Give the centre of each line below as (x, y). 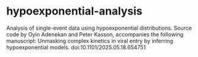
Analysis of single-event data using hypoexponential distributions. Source (99, 28)
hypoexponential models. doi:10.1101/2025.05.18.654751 (76, 47)
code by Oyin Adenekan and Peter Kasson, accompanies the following (95, 34)
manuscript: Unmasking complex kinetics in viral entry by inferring (90, 41)
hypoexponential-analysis (74, 11)
